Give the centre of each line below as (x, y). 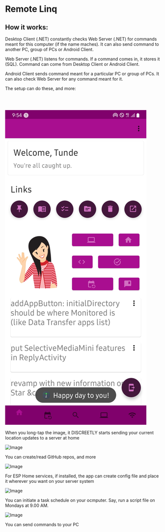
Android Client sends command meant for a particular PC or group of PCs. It (82, 74)
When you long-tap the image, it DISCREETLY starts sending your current (79, 433)
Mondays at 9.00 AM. (27, 505)
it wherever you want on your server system (50, 481)
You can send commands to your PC (42, 524)
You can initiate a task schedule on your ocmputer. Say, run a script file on (80, 500)
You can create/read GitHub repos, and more (51, 457)
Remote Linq (31, 9)
